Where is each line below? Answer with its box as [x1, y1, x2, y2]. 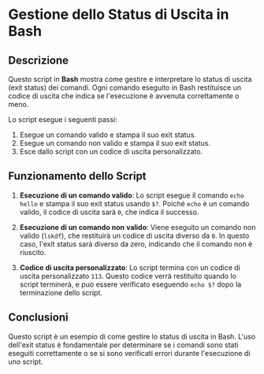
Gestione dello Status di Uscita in [8, 6, 229, 24]
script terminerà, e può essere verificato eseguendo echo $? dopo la [19, 280, 242, 289]
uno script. [8, 357, 43, 366]
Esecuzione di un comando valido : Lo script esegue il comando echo [19, 191, 244, 200]
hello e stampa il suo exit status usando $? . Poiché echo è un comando [19, 198, 250, 208]
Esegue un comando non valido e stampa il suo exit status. [19, 139, 211, 147]
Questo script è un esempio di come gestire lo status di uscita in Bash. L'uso [8, 331, 256, 341]
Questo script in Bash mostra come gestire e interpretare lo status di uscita [8, 75, 252, 83]
